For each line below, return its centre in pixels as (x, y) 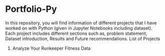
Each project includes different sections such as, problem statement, (76, 33)
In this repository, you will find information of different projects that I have (81, 23)
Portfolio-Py (31, 9)
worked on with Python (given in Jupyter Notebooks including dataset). (79, 28)
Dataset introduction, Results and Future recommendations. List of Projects (83, 39)
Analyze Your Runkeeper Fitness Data (51, 48)
